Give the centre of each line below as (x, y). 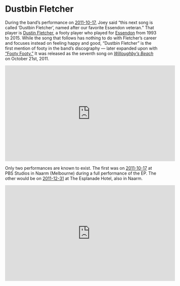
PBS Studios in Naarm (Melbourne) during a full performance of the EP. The (81, 173)
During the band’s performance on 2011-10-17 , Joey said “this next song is (79, 22)
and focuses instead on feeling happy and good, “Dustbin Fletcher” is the (78, 43)
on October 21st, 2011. (27, 58)
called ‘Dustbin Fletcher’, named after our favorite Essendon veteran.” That (80, 27)
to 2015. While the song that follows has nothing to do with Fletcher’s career (81, 38)
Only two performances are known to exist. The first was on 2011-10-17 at (79, 168)
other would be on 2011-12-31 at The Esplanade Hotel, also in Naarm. (74, 178)
